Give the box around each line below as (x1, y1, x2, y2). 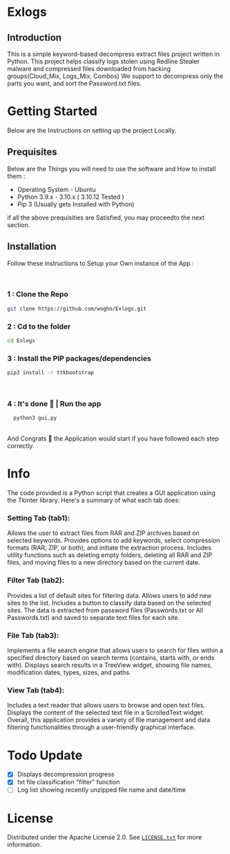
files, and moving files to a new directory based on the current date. (7, 559, 200, 567)
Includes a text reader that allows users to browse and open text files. (7, 701, 206, 710)
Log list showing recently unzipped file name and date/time (17, 786, 186, 794)
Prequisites (7, 146, 57, 158)
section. (7, 220, 30, 229)
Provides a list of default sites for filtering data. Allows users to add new (7, 591, 212, 599)
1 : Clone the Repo (7, 289, 69, 299)
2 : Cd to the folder (7, 322, 71, 331)
